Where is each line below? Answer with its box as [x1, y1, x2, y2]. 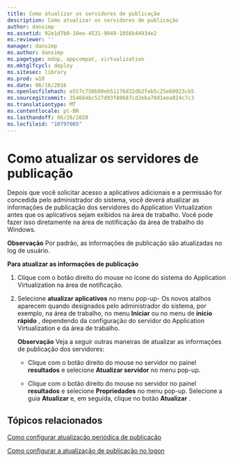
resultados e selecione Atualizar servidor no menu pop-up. [27, 366, 201, 374]
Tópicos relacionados [7, 415, 103, 426]
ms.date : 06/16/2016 [7, 82, 67, 89]
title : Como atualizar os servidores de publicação [7, 10, 160, 17]
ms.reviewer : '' [7, 36, 54, 43]
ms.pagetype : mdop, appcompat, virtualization [7, 56, 145, 63]
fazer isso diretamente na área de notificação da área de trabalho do [7, 218, 204, 227]
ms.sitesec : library [7, 68, 67, 75]
